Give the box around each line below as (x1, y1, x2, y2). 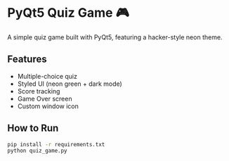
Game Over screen (17, 94, 72, 103)
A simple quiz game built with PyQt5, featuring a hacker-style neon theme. (7, 32, 223, 41)
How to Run (7, 122, 59, 134)
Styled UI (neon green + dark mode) (17, 79, 123, 88)
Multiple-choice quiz (17, 72, 77, 80)
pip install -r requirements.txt (7, 141, 105, 148)
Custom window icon (17, 102, 79, 110)
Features (7, 53, 47, 65)
